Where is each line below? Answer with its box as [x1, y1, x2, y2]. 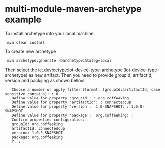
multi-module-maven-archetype [5, 3, 142, 15]
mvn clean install [7, 40, 45, 45]
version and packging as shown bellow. [5, 77, 85, 83]
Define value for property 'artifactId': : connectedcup [11, 100, 132, 105]
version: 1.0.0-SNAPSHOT [11, 130, 63, 135]
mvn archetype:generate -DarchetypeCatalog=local [7, 58, 112, 63]
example [5, 14, 41, 25]
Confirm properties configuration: [11, 117, 85, 122]
